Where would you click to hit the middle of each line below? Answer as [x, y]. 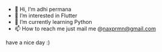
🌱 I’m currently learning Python [53, 22]
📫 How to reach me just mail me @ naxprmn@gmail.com [85, 29]
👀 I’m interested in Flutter [46, 16]
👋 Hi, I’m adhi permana [43, 9]
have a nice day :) [28, 42]
